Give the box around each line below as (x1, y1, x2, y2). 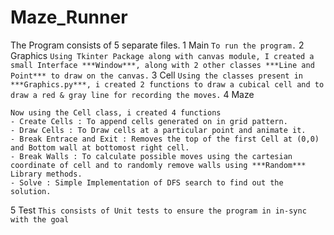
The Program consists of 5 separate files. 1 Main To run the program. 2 (10, 39, 305, 51)
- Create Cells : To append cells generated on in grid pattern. (10, 116, 288, 126)
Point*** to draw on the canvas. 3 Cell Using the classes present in (10, 69, 304, 81)
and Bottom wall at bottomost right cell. (10, 142, 190, 153)
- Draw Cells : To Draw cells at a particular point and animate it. (10, 125, 307, 135)
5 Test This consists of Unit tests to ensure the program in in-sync (10, 204, 307, 216)
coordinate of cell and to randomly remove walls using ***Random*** (10, 160, 307, 170)
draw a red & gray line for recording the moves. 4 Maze (10, 88, 255, 100)
